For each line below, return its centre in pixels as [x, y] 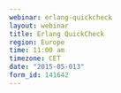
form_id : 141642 [39, 75]
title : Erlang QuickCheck [57, 34]
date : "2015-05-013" [47, 67]
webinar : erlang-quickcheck [61, 17]
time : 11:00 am [37, 50]
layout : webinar [39, 26]
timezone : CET [35, 58]
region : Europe [37, 42]
